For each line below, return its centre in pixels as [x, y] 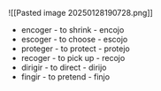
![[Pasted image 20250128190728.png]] [81, 13]
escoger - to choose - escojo [74, 39]
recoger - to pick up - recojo [73, 58]
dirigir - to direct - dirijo [64, 67]
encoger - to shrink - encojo [73, 30]
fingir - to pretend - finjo [65, 77]
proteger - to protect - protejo [75, 49]
